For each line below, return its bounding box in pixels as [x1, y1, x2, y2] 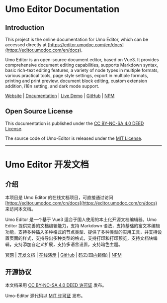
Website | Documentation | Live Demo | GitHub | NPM [5, 93, 115, 99]
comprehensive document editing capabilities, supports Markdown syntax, [5, 62, 158, 68]
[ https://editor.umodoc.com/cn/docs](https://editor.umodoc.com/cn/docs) [5, 200, 158, 206]
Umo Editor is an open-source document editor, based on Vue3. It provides [5, 57, 159, 63]
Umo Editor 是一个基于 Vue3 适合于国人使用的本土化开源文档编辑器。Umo [5, 216, 157, 222]
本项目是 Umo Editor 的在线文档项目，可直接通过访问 [5, 194, 113, 200]
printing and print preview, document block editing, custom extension [5, 78, 148, 84]
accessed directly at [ [5, 42, 50, 48]
